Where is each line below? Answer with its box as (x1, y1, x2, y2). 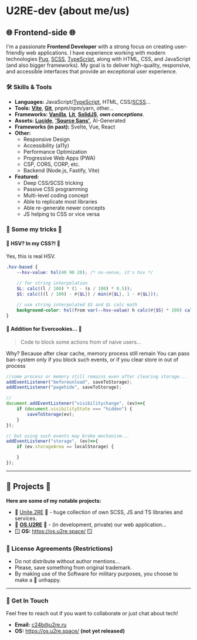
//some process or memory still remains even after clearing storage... (6, 374, 188, 380)
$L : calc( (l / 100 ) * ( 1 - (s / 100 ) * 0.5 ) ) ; (16, 286, 133, 292)
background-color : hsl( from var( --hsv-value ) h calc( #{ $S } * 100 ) (16, 307, 182, 313)
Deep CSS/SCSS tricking (23, 180, 84, 187)
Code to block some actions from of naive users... (20, 338, 141, 346)
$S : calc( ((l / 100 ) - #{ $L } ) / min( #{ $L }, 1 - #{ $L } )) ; (16, 291, 159, 297)
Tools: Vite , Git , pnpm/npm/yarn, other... (14, 104, 114, 112)
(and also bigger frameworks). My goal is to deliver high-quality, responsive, (6, 62, 191, 69)
